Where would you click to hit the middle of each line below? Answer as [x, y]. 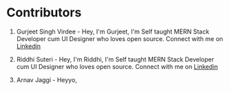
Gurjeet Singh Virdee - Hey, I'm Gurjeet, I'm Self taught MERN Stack [113, 31]
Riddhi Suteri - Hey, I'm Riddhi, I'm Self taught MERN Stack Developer [115, 59]
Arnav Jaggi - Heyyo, [46, 79]
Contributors [44, 13]
